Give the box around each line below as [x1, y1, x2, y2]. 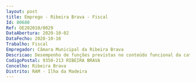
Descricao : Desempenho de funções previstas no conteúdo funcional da [6, 52, 181, 58]
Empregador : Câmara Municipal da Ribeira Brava [6, 47, 124, 53]
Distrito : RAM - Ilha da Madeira [6, 68, 87, 74]
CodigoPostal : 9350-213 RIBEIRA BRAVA [6, 57, 100, 63]
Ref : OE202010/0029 [6, 25, 54, 31]
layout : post [6, 8, 38, 15]
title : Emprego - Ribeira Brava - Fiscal [6, 14, 108, 20]
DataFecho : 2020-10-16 [6, 36, 61, 41]
